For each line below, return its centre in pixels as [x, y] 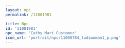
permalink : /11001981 [29, 15]
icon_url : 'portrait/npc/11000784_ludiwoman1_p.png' [63, 38]
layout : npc [18, 10]
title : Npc [17, 24]
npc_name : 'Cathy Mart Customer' [41, 33]
